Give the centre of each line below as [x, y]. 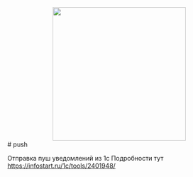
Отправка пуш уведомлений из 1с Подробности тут [86, 158]
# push [18, 144]
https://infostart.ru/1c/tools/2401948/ [61, 166]
